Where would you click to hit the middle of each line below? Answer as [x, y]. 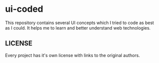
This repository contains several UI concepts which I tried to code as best [79, 23]
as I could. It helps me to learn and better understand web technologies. [78, 28]
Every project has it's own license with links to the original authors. [73, 55]
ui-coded [24, 9]
